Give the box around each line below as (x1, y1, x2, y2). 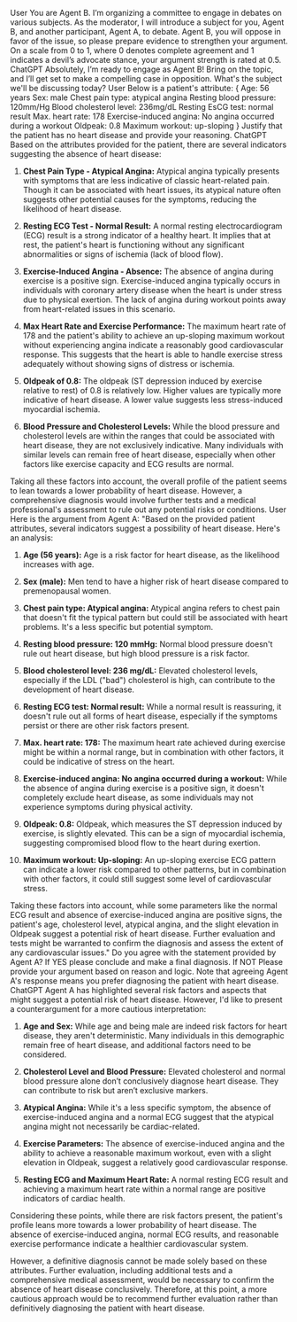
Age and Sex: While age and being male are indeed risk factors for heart (22, 1021, 288, 1031)
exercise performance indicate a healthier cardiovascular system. (10, 1239, 248, 1248)
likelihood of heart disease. (22, 204, 122, 214)
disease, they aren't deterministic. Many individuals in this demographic (22, 1030, 286, 1040)
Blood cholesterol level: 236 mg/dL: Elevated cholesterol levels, (22, 665, 259, 676)
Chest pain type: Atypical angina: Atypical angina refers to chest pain (22, 603, 281, 613)
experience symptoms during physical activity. (22, 802, 194, 812)
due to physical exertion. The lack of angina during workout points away (22, 294, 286, 305)
